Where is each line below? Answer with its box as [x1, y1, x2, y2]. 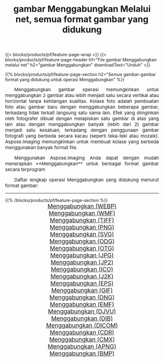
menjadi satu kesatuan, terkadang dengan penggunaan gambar [5, 127, 159, 134]
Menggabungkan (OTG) [49, 245, 115, 252]
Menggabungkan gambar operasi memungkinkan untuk [14, 86, 159, 93]
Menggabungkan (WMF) [48, 210, 116, 218]
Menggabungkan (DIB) [51, 315, 113, 322]
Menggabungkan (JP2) [50, 259, 114, 266]
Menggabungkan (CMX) [49, 336, 115, 343]
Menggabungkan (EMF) [49, 301, 115, 308]
